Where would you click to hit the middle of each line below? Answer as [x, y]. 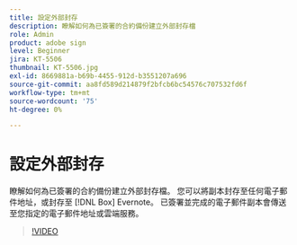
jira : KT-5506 [36, 59]
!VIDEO [45, 232]
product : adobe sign [48, 43]
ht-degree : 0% [36, 109]
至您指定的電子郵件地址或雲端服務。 [76, 214]
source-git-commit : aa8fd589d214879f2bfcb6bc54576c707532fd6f [128, 84]
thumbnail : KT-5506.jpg [54, 68]
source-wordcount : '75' [54, 101]
